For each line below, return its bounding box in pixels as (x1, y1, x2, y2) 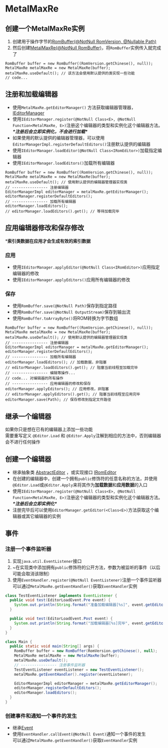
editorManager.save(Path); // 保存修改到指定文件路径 (5, 397, 111, 402)
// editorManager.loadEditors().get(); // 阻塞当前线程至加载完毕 (5, 365, 138, 370)
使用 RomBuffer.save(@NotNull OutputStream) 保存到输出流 (12, 309, 131, 315)
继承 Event (12, 725, 33, 731)
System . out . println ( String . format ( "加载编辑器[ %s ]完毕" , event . (14, 620, 146, 626)
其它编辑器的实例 (25, 513, 61, 519)
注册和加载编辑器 (5, 90, 58, 98)
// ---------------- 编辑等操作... (5, 370, 76, 376)
